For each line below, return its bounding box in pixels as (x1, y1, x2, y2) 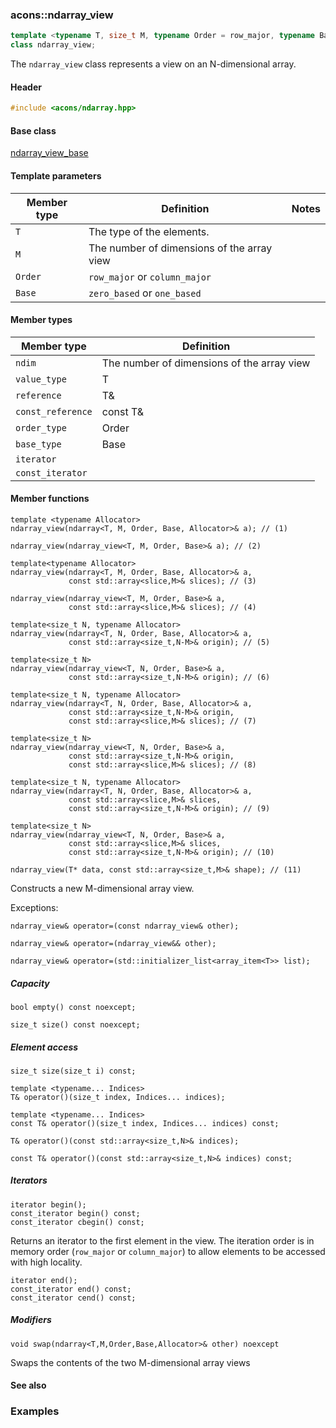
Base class (10, 124, 57, 137)
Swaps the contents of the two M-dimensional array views (10, 1356, 251, 1368)
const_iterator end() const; (10, 1284, 132, 1294)
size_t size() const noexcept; (10, 1019, 141, 1030)
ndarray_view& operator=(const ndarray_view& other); (10, 921, 240, 931)
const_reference (15, 406, 93, 417)
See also (10, 1379, 47, 1392)
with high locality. (10, 1256, 83, 1268)
